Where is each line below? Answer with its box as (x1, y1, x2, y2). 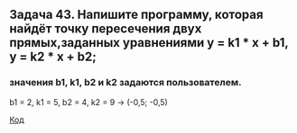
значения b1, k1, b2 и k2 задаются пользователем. (9, 76, 242, 89)
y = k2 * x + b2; (9, 49, 97, 65)
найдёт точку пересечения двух (9, 22, 202, 37)
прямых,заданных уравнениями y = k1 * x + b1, (9, 35, 289, 50)
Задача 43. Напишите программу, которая (9, 7, 264, 22)
